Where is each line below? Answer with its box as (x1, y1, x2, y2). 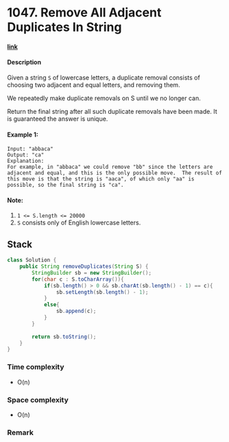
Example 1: (7, 130, 39, 139)
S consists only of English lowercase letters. (16, 218, 141, 227)
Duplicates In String (7, 19, 122, 35)
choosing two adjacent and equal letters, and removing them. (7, 80, 180, 89)
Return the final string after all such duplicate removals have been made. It (7, 107, 217, 115)
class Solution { (7, 257, 57, 264)
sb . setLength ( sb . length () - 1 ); (56, 288, 149, 296)
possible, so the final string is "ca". (7, 182, 125, 189)
